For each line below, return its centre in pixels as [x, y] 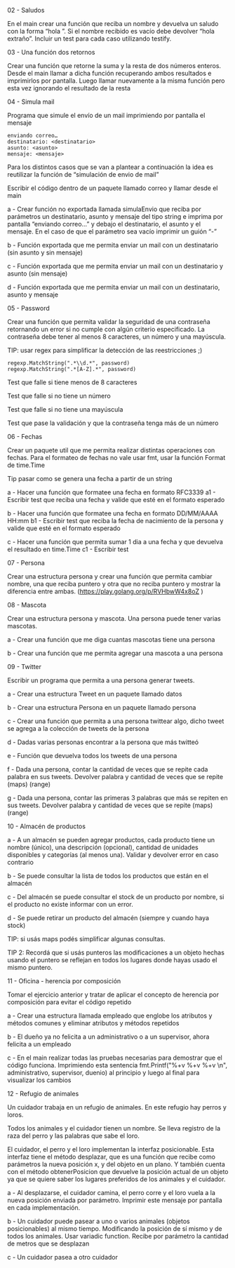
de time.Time [26, 465]
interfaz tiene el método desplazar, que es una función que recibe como [112, 1157]
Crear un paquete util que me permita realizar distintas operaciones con [111, 450]
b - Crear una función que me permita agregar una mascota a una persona [115, 653]
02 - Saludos [26, 10]
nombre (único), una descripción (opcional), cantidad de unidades [103, 847]
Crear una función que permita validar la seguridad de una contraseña [109, 322]
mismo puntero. [30, 967]
